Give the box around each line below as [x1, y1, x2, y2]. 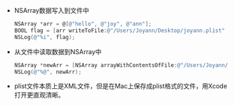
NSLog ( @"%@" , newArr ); [14, 68, 82, 75]
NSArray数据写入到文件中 [14, 6, 90, 14]
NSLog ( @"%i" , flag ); [14, 33, 75, 41]
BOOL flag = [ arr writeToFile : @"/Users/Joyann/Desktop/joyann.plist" [14, 27, 226, 34]
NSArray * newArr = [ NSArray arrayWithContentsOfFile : [14, 61, 177, 69]
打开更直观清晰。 [14, 91, 65, 100]
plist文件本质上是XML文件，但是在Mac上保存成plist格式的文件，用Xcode [14, 82, 228, 90]
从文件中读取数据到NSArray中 [14, 47, 102, 55]
